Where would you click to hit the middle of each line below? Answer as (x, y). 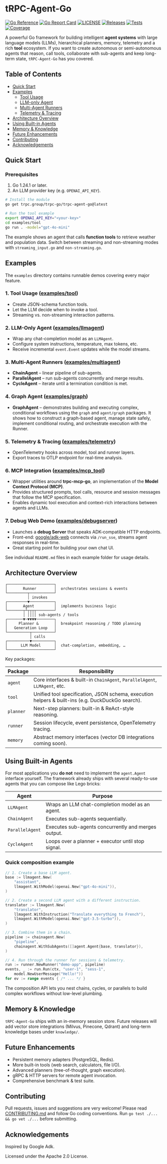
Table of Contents (34, 75)
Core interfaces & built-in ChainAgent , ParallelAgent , (95, 680)
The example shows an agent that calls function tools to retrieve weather (80, 237)
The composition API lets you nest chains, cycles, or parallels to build (76, 988)
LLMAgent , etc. (49, 686)
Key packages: (20, 659)
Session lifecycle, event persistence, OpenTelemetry (94, 723)
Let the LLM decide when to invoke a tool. (55, 309)
